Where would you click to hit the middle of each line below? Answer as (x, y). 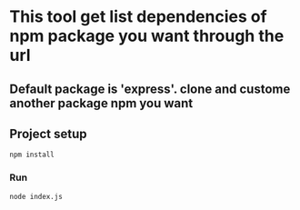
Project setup (49, 134)
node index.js (36, 196)
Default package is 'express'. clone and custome (150, 89)
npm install (32, 155)
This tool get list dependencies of (138, 17)
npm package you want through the (147, 36)
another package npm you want (101, 103)
